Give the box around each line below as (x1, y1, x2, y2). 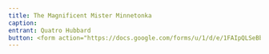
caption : (8, 19, 38, 27)
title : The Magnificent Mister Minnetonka (8, 11, 152, 20)
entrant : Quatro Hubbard (8, 26, 91, 34)
